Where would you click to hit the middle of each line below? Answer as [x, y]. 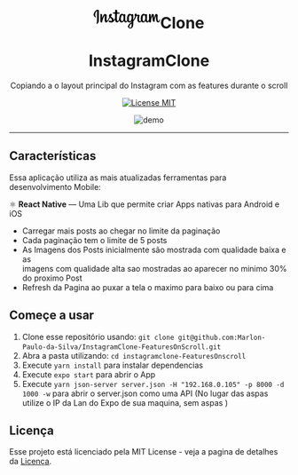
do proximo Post [52, 278]
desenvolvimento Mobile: [55, 186]
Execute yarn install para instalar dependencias [113, 365]
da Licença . [31, 462]
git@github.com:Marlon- [222, 337]
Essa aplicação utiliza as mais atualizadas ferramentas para [118, 178]
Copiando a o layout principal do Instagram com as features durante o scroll [149, 85]
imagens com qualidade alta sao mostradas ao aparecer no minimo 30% [154, 268]
